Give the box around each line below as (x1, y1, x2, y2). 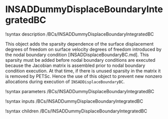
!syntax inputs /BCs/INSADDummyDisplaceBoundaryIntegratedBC (5, 98, 144, 104)
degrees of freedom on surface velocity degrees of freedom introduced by (5, 46, 162, 52)
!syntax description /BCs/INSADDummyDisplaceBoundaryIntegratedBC (5, 31, 154, 37)
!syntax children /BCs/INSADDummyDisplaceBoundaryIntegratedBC (5, 108, 147, 114)
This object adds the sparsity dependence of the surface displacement (5, 41, 154, 47)
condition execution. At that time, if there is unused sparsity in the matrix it (5, 67, 161, 74)
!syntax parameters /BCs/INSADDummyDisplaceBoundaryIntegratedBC (5, 88, 155, 94)
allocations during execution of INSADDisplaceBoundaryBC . (5, 78, 125, 85)
